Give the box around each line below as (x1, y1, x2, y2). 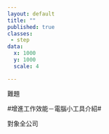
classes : (7, 30, 33, 37)
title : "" (7, 17, 37, 24)
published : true (7, 23, 55, 30)
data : (7, 43, 23, 50)
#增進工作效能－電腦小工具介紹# (7, 104, 102, 113)
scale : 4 (13, 63, 39, 70)
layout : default (7, 10, 55, 18)
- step (10, 37, 30, 44)
